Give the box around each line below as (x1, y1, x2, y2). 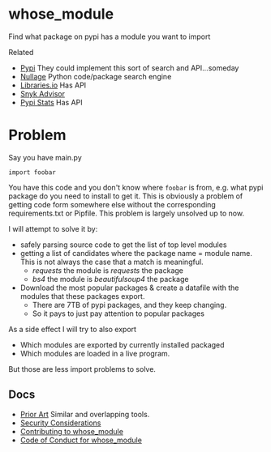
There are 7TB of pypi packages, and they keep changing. (32, 300, 227, 309)
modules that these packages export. (19, 291, 145, 301)
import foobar (8, 168, 57, 177)
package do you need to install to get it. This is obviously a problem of (8, 191, 243, 201)
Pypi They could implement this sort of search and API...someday (19, 62, 239, 73)
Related (8, 47, 34, 57)
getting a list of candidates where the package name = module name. (19, 248, 253, 258)
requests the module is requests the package (32, 265, 184, 275)
